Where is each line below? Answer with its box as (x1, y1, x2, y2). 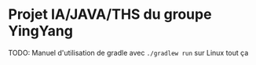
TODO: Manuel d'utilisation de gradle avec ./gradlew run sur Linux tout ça (8, 48, 249, 57)
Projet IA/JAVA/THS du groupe (8, 5, 212, 23)
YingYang (8, 22, 73, 40)
